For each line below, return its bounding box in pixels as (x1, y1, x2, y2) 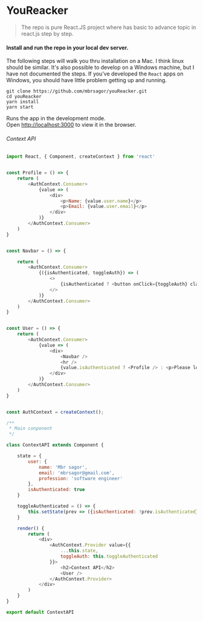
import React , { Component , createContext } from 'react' (6, 153, 155, 160)
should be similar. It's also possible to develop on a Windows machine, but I (6, 64, 195, 71)
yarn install (6, 99, 39, 105)
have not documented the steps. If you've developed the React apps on (6, 70, 184, 77)
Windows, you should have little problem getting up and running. (6, 77, 167, 84)
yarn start (6, 104, 34, 111)
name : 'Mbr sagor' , (38, 464, 88, 470)
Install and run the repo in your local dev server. (6, 43, 129, 51)
